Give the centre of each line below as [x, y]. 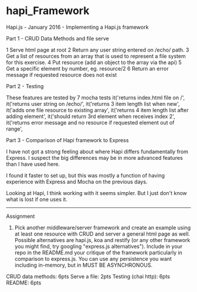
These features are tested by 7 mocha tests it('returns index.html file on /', [96, 98]
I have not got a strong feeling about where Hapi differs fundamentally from [97, 152]
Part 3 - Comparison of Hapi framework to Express [67, 140]
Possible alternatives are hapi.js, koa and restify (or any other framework [102, 240]
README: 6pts [24, 283]
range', [15, 129]
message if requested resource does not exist [62, 75]
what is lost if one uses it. [37, 199]
